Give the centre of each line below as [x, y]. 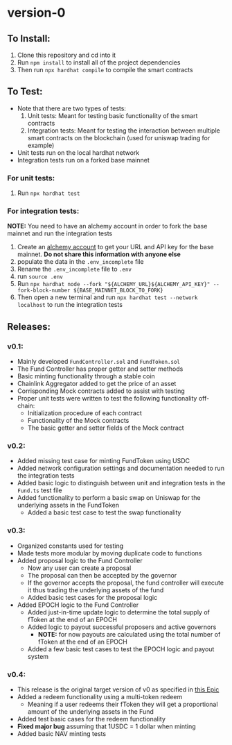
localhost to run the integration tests [70, 305]
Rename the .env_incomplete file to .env [74, 269]
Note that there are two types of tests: [72, 108]
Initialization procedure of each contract [84, 413]
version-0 [36, 13]
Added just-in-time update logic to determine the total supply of [118, 612]
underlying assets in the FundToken [68, 505]
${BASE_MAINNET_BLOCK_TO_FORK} [118, 291]
